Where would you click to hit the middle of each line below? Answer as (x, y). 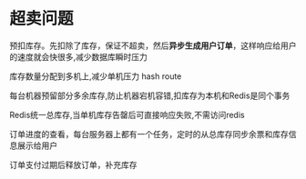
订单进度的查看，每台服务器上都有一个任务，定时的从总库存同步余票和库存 (149, 134)
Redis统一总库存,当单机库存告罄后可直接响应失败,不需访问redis (127, 114)
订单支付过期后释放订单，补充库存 (73, 164)
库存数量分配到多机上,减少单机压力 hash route (96, 76)
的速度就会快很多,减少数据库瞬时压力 (79, 56)
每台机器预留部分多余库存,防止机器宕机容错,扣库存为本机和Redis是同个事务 (150, 95)
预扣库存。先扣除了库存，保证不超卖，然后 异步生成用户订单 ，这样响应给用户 (153, 45)
